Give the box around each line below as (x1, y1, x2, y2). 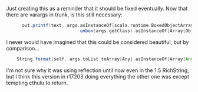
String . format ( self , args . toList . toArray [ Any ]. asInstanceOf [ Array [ (16, 56, 186, 62)
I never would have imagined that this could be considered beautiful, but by (6, 38, 189, 46)
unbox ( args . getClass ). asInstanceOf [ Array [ (80, 28, 186, 34)
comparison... (6, 45, 40, 52)
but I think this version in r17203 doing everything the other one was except (6, 73, 190, 80)
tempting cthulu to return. (6, 79, 68, 86)
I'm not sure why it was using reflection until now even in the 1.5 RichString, (6, 67, 190, 74)
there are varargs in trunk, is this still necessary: (6, 11, 123, 18)
